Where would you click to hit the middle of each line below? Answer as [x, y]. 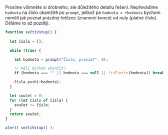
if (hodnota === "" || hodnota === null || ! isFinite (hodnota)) [82, 73]
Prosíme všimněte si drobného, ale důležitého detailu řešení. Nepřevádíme [82, 7]
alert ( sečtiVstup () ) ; [30, 128]
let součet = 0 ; [26, 96]
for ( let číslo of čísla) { [39, 100]
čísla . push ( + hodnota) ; [38, 82]
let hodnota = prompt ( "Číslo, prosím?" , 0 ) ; [61, 59]
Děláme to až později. [27, 23]
